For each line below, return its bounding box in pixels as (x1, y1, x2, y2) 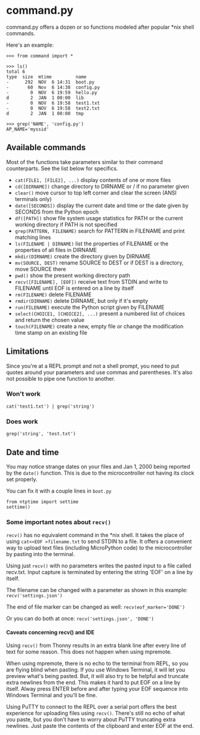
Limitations (6, 347, 49, 357)
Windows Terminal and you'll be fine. (6, 692, 97, 699)
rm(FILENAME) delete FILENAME (14, 291, 92, 298)
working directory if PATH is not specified (14, 221, 118, 228)
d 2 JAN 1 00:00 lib (6, 95, 84, 101)
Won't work (6, 390, 41, 398)
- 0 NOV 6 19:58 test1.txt (6, 100, 100, 106)
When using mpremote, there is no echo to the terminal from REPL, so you (6, 660, 189, 667)
